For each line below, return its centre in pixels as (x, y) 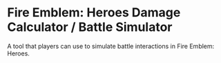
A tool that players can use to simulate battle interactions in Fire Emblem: (111, 46)
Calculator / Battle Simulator (90, 27)
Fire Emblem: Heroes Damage (94, 13)
